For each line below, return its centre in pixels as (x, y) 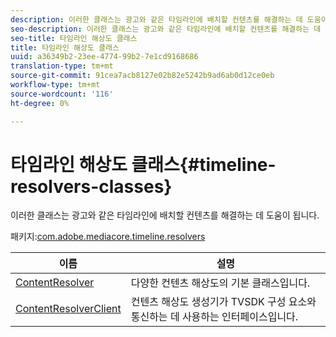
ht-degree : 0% (40, 103)
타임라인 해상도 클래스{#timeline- (143, 164)
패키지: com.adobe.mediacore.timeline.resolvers (108, 237)
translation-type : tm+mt (62, 66)
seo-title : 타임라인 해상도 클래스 (74, 38)
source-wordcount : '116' (62, 94)
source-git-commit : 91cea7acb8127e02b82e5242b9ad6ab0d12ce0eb (142, 76)
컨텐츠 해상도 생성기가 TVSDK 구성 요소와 (223, 302)
